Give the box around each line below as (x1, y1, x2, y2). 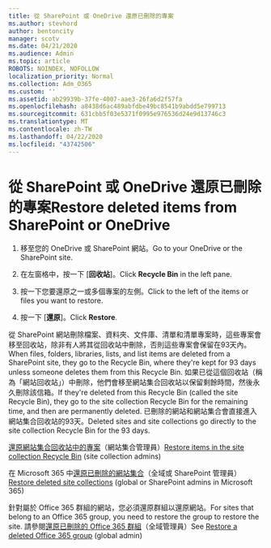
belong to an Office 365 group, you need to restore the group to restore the (8, 512, 260, 522)
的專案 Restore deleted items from (8, 198, 237, 216)
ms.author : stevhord (8, 19, 78, 28)
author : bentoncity (8, 27, 74, 35)
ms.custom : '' (8, 87, 57, 96)
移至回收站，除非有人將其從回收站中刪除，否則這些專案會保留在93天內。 (8, 340, 252, 350)
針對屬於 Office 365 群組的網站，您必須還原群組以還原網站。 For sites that (8, 503, 254, 512)
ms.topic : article (8, 58, 70, 66)
